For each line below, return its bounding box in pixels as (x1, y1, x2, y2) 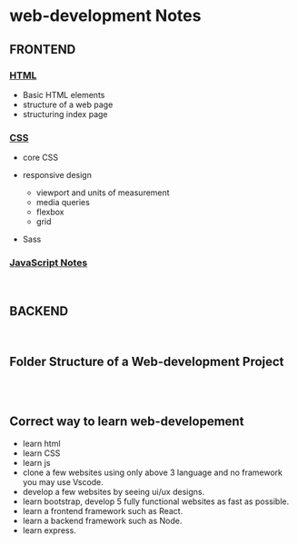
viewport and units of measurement (35, 187, 170, 198)
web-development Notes (9, 5, 202, 26)
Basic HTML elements (22, 89, 105, 100)
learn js (22, 457, 51, 468)
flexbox (35, 206, 65, 218)
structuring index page (22, 108, 108, 119)
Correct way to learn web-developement (9, 414, 244, 430)
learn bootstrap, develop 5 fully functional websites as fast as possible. (22, 496, 289, 507)
